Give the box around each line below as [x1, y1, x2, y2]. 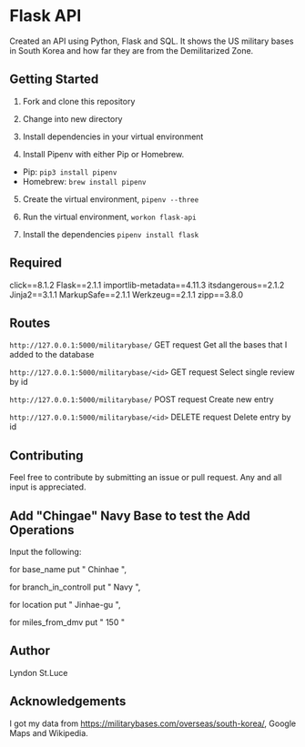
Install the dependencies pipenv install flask [22, 228, 199, 239]
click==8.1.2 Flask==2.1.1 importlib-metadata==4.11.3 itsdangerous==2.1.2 [9, 279, 285, 290]
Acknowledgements [9, 693, 127, 710]
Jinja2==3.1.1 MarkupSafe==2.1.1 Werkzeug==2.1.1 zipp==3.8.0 [9, 288, 244, 300]
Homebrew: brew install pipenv [22, 176, 147, 187]
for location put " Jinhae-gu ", [9, 600, 121, 610]
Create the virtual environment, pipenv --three [22, 193, 199, 205]
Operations [9, 522, 75, 538]
